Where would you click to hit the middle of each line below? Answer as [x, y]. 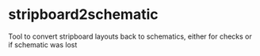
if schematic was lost [43, 44]
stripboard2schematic [83, 15]
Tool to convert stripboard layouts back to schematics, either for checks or [130, 36]
